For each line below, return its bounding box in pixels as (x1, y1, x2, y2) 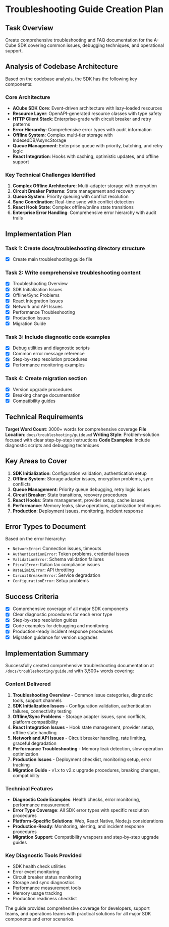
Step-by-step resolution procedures (12, 356, 87, 362)
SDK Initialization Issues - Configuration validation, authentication (12, 702, 151, 708)
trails (12, 215, 23, 221)
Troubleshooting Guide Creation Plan (5, 4, 164, 15)
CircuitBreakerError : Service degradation (12, 572, 101, 578)
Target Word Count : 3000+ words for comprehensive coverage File (5, 426, 147, 432)
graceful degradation (12, 740, 57, 746)
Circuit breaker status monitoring (12, 874, 82, 880)
